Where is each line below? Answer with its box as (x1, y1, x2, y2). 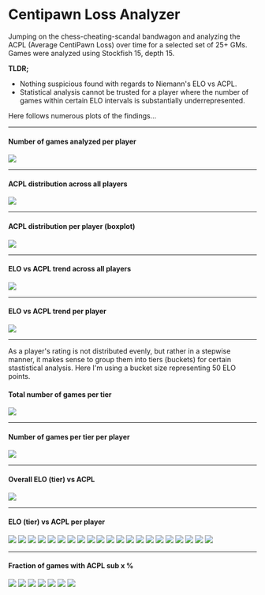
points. (8, 371, 31, 380)
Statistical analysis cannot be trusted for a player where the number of (19, 87, 249, 96)
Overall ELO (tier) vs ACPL (8, 474, 95, 484)
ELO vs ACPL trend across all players (8, 264, 132, 274)
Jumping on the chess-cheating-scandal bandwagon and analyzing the (8, 32, 241, 41)
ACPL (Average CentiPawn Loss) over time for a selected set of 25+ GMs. (8, 39, 248, 49)
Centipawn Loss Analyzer (8, 6, 181, 24)
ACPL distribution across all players (8, 179, 128, 189)
